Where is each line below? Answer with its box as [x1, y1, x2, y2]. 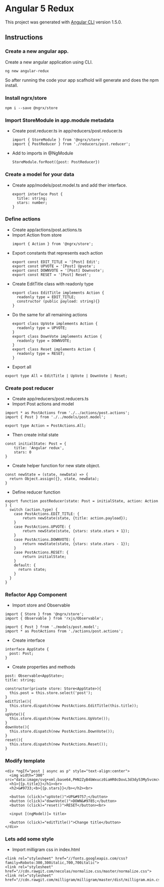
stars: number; [17, 200, 48, 205]
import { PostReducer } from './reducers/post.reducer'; [12, 142, 131, 147]
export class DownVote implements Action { [12, 334, 102, 339]
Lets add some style [5, 835, 54, 842]
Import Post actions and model [12, 401, 74, 407]
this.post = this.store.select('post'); [9, 691, 93, 695]
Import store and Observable [12, 602, 70, 608]
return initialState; [22, 554, 67, 560]
